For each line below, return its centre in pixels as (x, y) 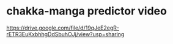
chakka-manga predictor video (86, 11)
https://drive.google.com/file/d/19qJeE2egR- (63, 28)
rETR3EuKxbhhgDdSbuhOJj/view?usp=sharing (65, 34)
